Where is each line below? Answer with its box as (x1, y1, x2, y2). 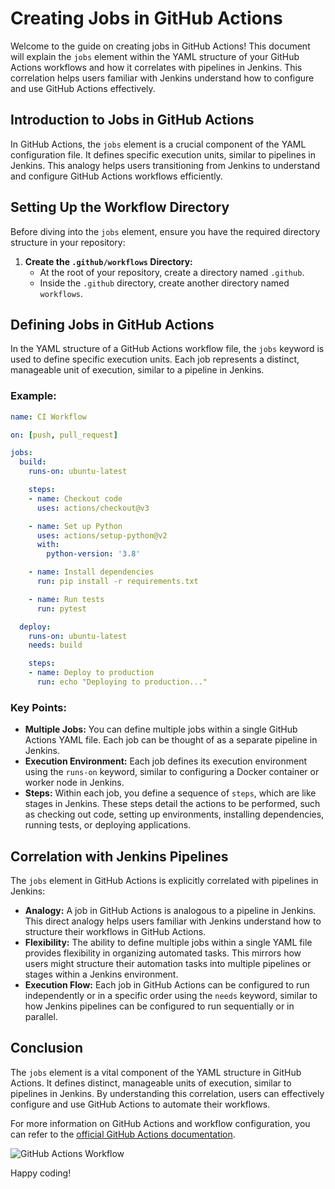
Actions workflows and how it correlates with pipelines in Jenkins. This (10, 61, 303, 73)
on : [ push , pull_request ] (10, 430, 118, 440)
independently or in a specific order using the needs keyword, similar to (24, 990, 318, 1002)
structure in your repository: (10, 236, 126, 248)
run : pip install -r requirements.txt (36, 577, 199, 587)
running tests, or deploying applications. (24, 819, 192, 831)
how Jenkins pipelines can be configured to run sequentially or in (24, 1000, 295, 1012)
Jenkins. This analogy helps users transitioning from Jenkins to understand (10, 159, 321, 171)
